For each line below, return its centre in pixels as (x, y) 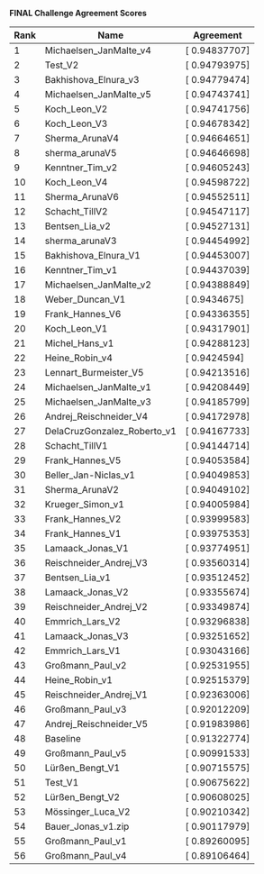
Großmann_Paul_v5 (86, 753)
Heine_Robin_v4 (78, 358)
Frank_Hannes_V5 (83, 460)
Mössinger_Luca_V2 (87, 812)
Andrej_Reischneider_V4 (96, 416)
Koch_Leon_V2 (76, 109)
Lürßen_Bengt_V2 (82, 797)
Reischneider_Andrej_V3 (96, 563)
